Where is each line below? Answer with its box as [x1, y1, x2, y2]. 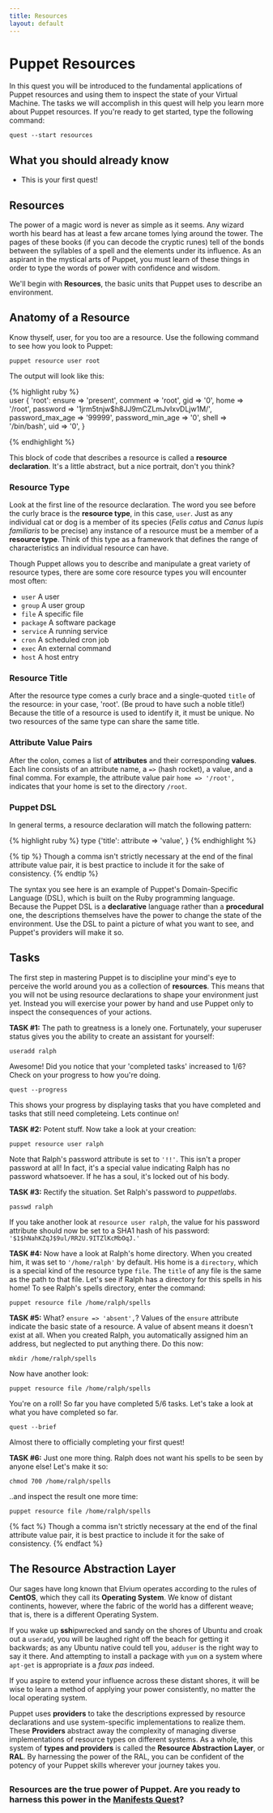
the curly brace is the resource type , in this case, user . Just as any [9, 509, 233, 519]
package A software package [20, 618, 117, 627]
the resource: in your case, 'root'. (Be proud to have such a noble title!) [9, 700, 245, 709]
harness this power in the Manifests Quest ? [9, 1794, 185, 1806]
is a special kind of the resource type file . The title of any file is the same [9, 1265, 262, 1275]
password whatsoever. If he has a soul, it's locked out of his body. [9, 1171, 230, 1181]
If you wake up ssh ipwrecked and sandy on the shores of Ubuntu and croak [9, 1625, 262, 1635]
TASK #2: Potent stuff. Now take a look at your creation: [9, 1124, 197, 1134]
